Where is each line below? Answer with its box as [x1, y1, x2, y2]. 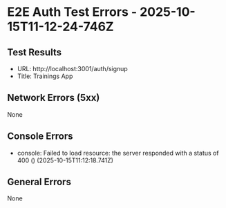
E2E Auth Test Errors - [7, 4, 138, 20]
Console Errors [7, 131, 73, 142]
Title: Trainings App [17, 72, 73, 80]
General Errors [7, 176, 71, 188]
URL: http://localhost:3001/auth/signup [17, 65, 128, 73]
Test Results [7, 46, 62, 58]
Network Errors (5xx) [7, 92, 100, 104]
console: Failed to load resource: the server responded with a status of [17, 149, 219, 157]
